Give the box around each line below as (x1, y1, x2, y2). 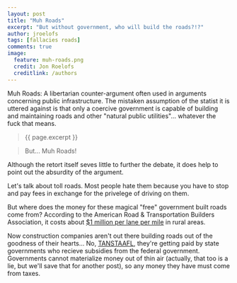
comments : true (7, 43, 52, 50)
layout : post (7, 10, 46, 18)
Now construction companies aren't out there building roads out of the (7, 231, 214, 240)
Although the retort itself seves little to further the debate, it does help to (7, 160, 219, 168)
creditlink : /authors (13, 69, 78, 76)
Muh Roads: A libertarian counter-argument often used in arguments (7, 89, 207, 98)
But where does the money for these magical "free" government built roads (7, 202, 227, 211)
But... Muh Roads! (24, 146, 77, 155)
